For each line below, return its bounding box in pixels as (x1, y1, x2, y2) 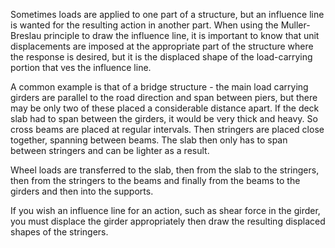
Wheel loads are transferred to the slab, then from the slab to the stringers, (10, 164, 320, 176)
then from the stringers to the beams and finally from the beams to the (10, 175, 301, 186)
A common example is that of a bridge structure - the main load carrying (10, 81, 309, 93)
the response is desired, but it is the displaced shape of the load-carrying (10, 51, 313, 63)
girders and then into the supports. (10, 185, 154, 197)
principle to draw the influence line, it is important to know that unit (43, 30, 320, 41)
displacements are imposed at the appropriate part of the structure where (10, 40, 314, 52)
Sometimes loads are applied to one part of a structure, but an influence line (10, 9, 325, 20)
